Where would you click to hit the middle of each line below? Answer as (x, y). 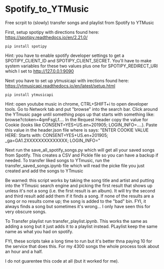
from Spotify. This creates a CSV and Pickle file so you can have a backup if (82, 155)
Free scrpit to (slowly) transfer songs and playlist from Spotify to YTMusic (80, 23)
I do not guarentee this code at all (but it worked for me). (62, 261)
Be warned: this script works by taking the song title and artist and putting (80, 180)
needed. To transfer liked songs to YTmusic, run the (58, 160)
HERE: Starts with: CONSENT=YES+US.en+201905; (57, 135)
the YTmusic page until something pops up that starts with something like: (80, 114)
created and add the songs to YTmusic (44, 171)
